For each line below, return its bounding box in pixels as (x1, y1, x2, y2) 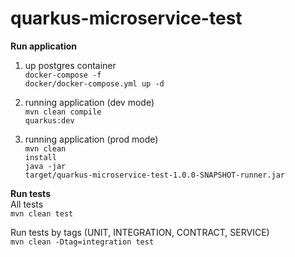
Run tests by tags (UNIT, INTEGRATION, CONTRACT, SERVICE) (10, 226, 270, 238)
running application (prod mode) (24, 133, 159, 145)
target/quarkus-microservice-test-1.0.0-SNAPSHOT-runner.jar (24, 170, 286, 180)
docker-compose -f (24, 70, 102, 80)
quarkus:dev (24, 115, 75, 126)
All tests (10, 198, 44, 210)
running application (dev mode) (24, 96, 155, 108)
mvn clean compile (24, 107, 102, 117)
